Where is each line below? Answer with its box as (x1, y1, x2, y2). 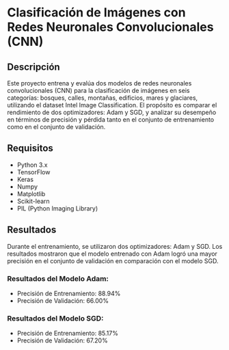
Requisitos (7, 142, 53, 154)
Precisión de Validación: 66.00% (16, 296, 109, 305)
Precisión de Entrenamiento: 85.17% (16, 329, 118, 338)
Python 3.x (16, 161, 48, 169)
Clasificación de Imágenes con (7, 5, 186, 21)
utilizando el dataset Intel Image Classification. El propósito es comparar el (7, 101, 217, 109)
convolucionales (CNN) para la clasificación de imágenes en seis (7, 87, 190, 94)
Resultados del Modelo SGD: (7, 313, 104, 323)
